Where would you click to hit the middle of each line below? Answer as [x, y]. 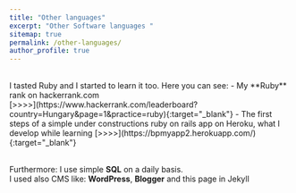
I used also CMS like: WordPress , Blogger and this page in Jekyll [130, 179]
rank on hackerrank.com [55, 96]
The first [257, 114]
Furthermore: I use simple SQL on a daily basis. [96, 170]
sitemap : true [36, 34]
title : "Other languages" [57, 17]
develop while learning [51, 133]
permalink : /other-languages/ [66, 42]
